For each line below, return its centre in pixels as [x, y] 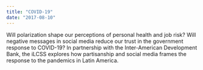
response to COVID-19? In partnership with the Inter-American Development [102, 47]
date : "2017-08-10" [31, 17]
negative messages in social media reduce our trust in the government [95, 41]
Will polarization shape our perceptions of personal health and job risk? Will [101, 34]
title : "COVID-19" [30, 12]
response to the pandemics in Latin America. [62, 60]
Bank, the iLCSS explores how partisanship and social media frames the [97, 54]
